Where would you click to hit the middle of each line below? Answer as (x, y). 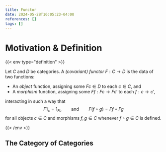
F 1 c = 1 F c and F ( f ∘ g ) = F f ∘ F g (83, 110)
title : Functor (21, 10)
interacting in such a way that (35, 101)
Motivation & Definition (54, 48)
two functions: (20, 77)
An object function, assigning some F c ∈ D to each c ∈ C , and (77, 86)
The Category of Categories (49, 143)
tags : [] (14, 24)
